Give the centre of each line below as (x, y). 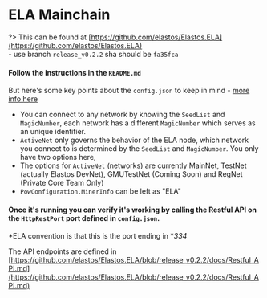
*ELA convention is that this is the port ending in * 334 (98, 236)
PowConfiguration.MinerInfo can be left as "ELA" (101, 191)
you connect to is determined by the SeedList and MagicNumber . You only (139, 149)
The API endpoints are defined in (63, 251)
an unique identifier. (53, 132)
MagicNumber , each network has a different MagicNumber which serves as (138, 123)
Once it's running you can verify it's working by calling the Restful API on (132, 210)
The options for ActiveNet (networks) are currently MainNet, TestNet (133, 165)
